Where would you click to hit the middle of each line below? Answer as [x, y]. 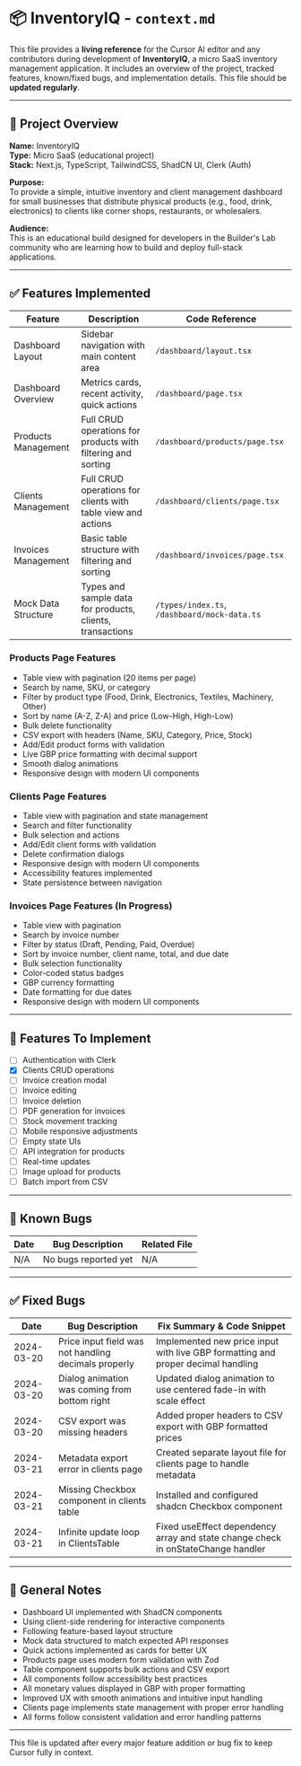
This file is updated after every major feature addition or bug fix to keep [141, 1743]
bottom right [84, 1401]
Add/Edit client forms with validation [89, 845]
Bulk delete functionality [67, 725]
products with [109, 442]
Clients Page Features [58, 796]
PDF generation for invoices [73, 1111]
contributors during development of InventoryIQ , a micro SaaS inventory [143, 58]
